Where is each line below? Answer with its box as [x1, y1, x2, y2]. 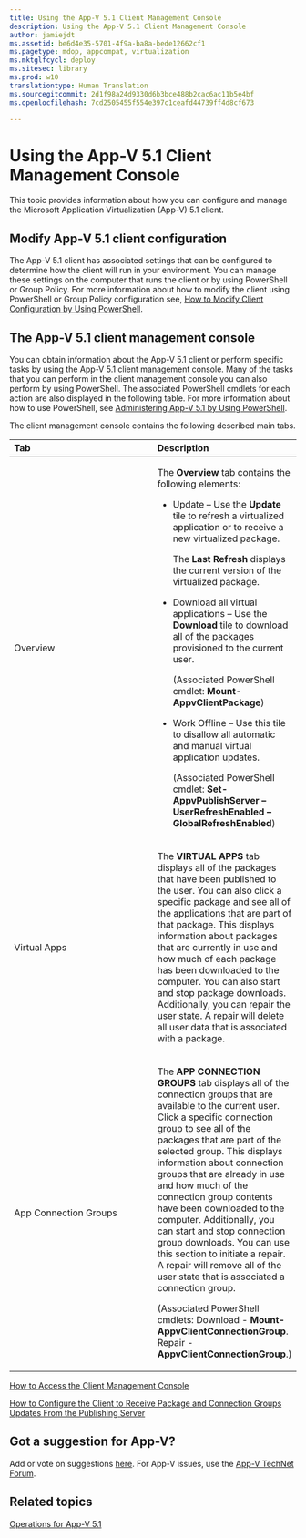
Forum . [9, 1468, 36, 1479]
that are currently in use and [157, 940, 278, 953]
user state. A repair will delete [157, 1009, 285, 1021]
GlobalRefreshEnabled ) [172, 816, 276, 829]
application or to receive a [172, 520, 284, 533]
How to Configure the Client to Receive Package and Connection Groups [9, 1398, 282, 1409]
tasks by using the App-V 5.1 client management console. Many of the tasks [9, 364, 294, 374]
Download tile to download [172, 619, 289, 631]
